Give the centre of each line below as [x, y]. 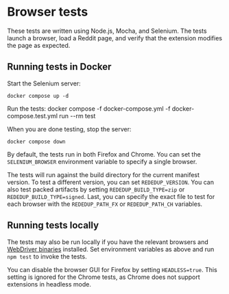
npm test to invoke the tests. [47, 256]
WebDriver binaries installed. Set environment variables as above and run [111, 249]
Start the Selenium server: [44, 83]
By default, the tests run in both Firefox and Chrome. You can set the [104, 154]
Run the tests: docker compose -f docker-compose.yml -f [89, 108]
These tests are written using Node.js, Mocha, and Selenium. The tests [107, 31]
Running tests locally [53, 225]
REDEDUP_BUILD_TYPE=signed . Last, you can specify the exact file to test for [111, 196]
